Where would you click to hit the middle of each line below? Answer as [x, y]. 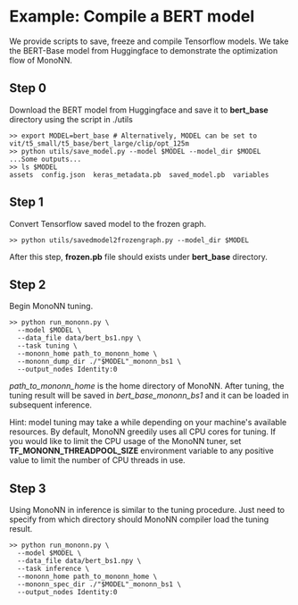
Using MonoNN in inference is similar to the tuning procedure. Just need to [147, 510]
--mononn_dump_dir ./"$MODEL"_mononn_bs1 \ [99, 362]
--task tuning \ [47, 346]
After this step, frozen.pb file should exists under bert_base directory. [138, 256]
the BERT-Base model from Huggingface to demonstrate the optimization [144, 50]
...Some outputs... [46, 159]
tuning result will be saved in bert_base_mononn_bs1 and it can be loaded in [149, 396]
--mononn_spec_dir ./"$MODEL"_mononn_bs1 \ [99, 584]
